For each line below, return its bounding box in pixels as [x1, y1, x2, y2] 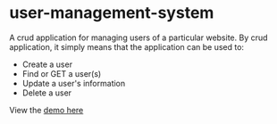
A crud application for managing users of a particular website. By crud [9, 32, 268, 43]
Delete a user [21, 87, 72, 98]
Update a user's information [21, 78, 126, 88]
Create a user [21, 59, 73, 70]
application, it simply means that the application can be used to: [9, 41, 244, 52]
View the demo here [9, 104, 84, 115]
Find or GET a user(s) [21, 68, 102, 79]
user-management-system [9, 3, 214, 23]
